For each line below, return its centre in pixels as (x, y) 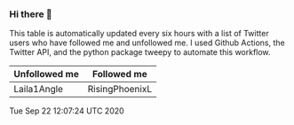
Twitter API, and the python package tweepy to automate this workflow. (140, 52)
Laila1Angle (39, 90)
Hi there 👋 (31, 14)
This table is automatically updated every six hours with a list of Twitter (139, 34)
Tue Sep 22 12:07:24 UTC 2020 (67, 111)
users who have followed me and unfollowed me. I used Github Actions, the (147, 43)
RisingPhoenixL (120, 90)
